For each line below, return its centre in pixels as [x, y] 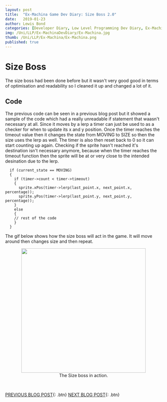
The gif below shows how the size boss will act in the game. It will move [79, 236]
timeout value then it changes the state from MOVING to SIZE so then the [80, 134]
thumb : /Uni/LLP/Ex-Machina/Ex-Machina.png [51, 38]
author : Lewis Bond [25, 24]
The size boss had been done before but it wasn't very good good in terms [82, 81]
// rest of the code [35, 218]
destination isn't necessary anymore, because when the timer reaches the [81, 150]
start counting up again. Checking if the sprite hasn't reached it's [72, 145]
